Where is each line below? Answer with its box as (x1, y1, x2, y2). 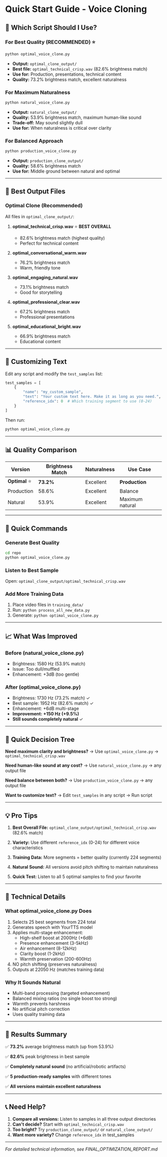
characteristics (12, 845, 43, 851)
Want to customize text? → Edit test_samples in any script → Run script (5, 792, 153, 799)
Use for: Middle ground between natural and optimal (12, 168, 120, 175)
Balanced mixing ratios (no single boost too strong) (12, 995, 117, 1001)
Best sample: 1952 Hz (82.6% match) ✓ (12, 700, 94, 707)
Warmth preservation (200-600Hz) (19, 956, 92, 962)
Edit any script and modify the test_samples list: (5, 370, 103, 376)
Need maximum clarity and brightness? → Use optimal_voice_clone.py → (5, 748, 159, 754)
